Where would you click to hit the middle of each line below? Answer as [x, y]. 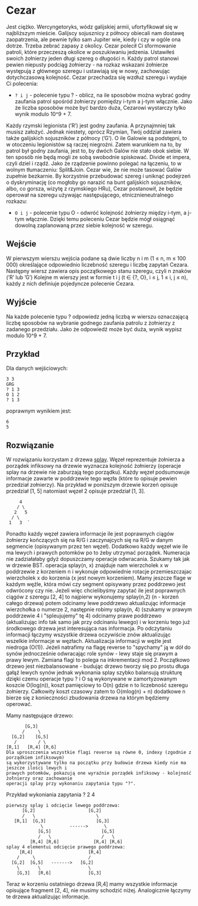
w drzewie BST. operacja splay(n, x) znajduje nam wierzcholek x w [87, 565]
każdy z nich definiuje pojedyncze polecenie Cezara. [70, 283]
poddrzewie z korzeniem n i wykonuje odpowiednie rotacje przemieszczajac [99, 572]
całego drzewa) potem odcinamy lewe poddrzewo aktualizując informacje [96, 603]
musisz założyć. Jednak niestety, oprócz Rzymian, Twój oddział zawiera [94, 132]
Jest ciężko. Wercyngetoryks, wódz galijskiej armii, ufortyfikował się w [92, 27]
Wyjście [22, 302]
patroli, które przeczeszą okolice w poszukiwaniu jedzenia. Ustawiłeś [90, 52]
